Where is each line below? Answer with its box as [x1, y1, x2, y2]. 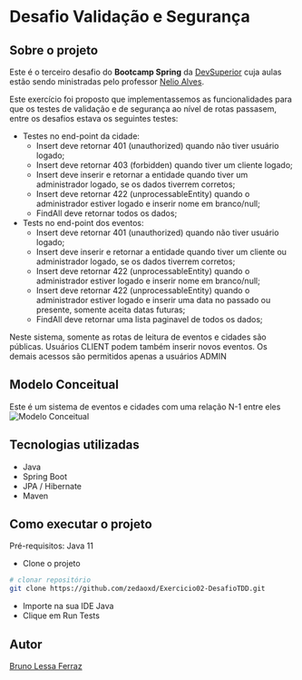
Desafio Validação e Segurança [9, 6, 251, 27]
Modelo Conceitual [9, 377, 120, 392]
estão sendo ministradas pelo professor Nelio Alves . [9, 76, 205, 87]
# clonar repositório [9, 576, 92, 585]
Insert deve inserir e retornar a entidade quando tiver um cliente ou [35, 247, 287, 257]
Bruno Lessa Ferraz [9, 661, 83, 671]
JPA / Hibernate [22, 480, 83, 491]
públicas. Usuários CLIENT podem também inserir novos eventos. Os [9, 341, 268, 351]
